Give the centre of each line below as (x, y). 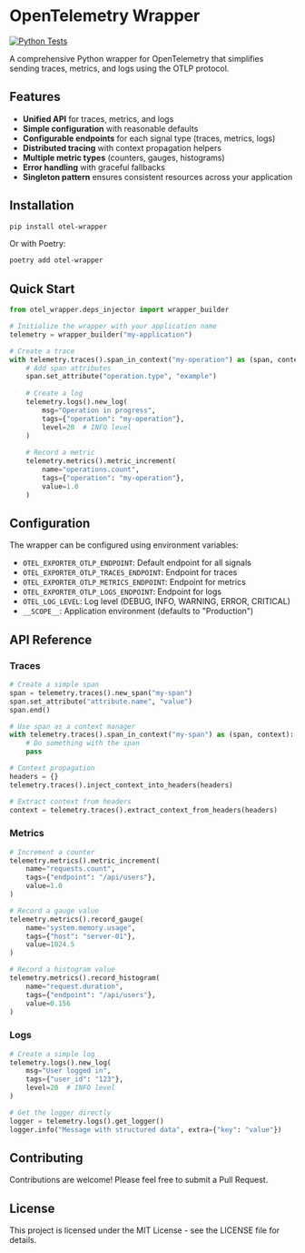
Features (35, 97)
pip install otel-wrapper (58, 227)
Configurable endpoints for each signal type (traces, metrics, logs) (149, 138)
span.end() (30, 710)
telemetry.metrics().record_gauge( (77, 919)
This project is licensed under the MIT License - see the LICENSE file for (144, 1230)
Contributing (46, 1158)
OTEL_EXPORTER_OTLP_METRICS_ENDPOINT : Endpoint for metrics (134, 582)
